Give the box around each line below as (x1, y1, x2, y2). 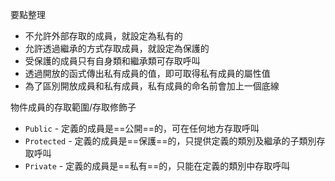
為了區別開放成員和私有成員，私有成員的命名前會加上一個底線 (24, 80, 280, 92)
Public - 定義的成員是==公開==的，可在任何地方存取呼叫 (24, 123, 260, 134)
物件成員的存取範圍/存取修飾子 (10, 101, 137, 113)
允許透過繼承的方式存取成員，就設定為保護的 (24, 43, 210, 54)
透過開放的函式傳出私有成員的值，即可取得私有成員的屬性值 (24, 68, 271, 79)
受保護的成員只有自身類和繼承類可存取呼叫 (24, 55, 201, 67)
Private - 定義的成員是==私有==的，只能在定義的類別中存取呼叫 (24, 160, 291, 172)
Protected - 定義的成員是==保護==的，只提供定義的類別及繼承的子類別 (24, 135, 317, 147)
